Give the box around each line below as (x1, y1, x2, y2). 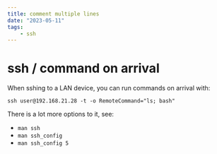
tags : (7, 23, 23, 30)
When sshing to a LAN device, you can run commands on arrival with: (7, 84, 211, 93)
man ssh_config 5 (17, 140, 69, 147)
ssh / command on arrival (7, 61, 160, 76)
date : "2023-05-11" (7, 17, 65, 24)
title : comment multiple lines (7, 10, 100, 18)
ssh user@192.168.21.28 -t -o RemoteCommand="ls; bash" (7, 97, 175, 105)
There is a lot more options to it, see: (7, 110, 115, 119)
